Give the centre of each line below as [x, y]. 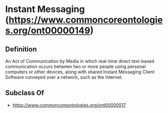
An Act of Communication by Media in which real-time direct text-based [80, 61]
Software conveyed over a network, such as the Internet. [64, 77]
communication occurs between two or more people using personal [75, 67]
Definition [21, 49]
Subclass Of [25, 93]
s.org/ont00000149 [48, 31]
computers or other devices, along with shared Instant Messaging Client [80, 72]
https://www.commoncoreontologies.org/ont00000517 [69, 105]
